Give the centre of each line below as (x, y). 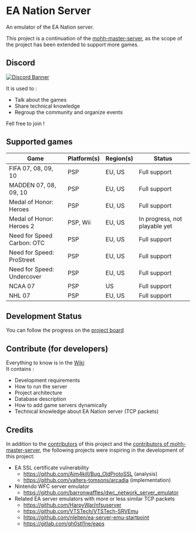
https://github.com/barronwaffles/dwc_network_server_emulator (101, 492)
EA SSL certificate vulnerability (52, 467)
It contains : (20, 369)
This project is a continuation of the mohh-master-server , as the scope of (94, 38)
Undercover (25, 276)
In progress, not (161, 219)
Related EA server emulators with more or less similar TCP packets (94, 499)
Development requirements (47, 380)
